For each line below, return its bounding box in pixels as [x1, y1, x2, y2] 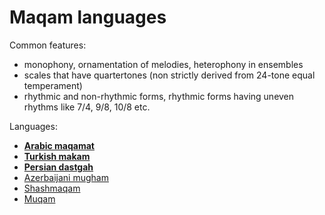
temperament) [23, 79, 83, 91]
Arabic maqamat [23, 139, 95, 151]
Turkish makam [23, 150, 91, 162]
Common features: [9, 39, 87, 51]
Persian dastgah [23, 161, 94, 173]
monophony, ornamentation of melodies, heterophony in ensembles [23, 58, 304, 70]
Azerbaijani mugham [23, 171, 109, 183]
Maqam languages [9, 6, 167, 29]
